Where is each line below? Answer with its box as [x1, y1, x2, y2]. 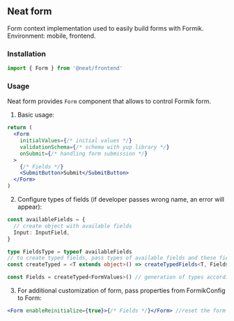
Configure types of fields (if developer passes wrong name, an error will [17, 195, 225, 204]
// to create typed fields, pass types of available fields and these [7, 255, 217, 262]
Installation [7, 49, 47, 59]
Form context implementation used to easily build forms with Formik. [7, 24, 204, 32]
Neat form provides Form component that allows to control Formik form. [7, 97, 211, 105]
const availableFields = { [7, 216, 86, 223]
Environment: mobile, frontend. [7, 31, 96, 40]
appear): [17, 202, 42, 211]
